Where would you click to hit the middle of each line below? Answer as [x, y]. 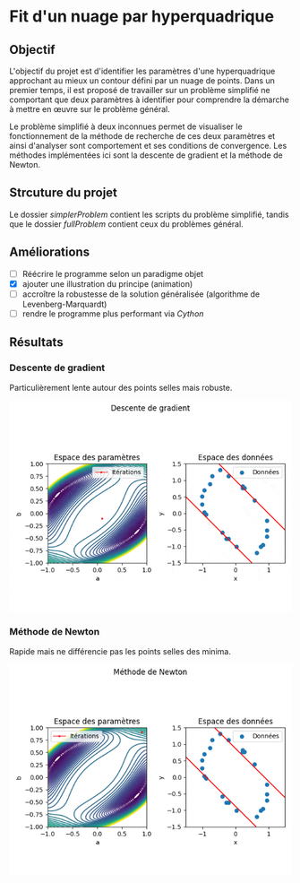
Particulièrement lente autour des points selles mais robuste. [121, 387]
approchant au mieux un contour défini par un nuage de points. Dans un [142, 81]
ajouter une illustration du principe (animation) [107, 283]
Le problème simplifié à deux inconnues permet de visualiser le [126, 126]
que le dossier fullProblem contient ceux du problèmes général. [126, 224]
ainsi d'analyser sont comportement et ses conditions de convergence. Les [148, 146]
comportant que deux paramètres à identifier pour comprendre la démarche [149, 100]
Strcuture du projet [64, 193]
